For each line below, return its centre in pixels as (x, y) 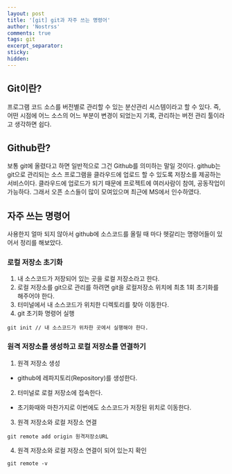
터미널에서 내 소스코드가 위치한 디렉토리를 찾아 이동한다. (93, 305)
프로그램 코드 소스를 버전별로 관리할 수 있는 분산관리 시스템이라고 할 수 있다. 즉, (114, 107)
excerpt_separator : (35, 46)
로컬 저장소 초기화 (35, 262)
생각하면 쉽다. (33, 124)
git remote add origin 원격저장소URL (58, 437)
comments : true (29, 33)
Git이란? (25, 88)
